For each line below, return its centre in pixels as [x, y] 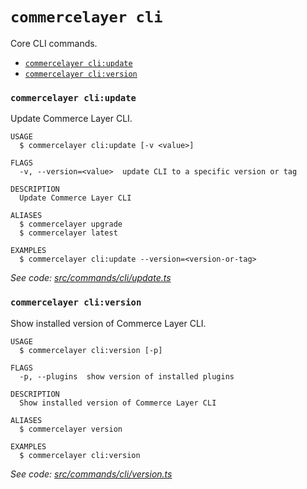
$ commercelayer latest [68, 233]
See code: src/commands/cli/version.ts [91, 474]
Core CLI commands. [54, 43]
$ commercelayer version [71, 429]
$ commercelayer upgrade [71, 224]
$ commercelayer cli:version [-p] [91, 350]
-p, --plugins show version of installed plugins [127, 376]
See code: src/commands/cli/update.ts [91, 278]
